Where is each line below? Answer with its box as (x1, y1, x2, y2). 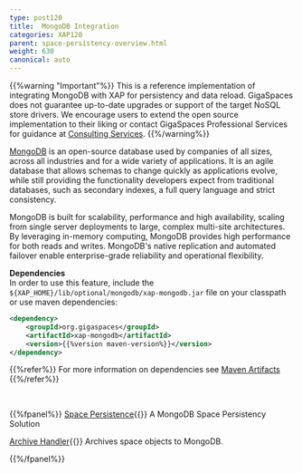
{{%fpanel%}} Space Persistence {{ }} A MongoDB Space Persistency (9, 409, 267, 420)
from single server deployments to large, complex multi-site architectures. (9, 221, 286, 232)
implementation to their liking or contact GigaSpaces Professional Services (9, 119, 288, 130)
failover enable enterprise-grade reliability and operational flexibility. (9, 250, 264, 261)
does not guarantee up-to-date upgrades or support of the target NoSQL (9, 100, 281, 110)
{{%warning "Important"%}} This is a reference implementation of (9, 81, 256, 91)
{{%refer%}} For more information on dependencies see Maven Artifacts (9, 364, 280, 375)
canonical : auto (9, 55, 71, 64)
